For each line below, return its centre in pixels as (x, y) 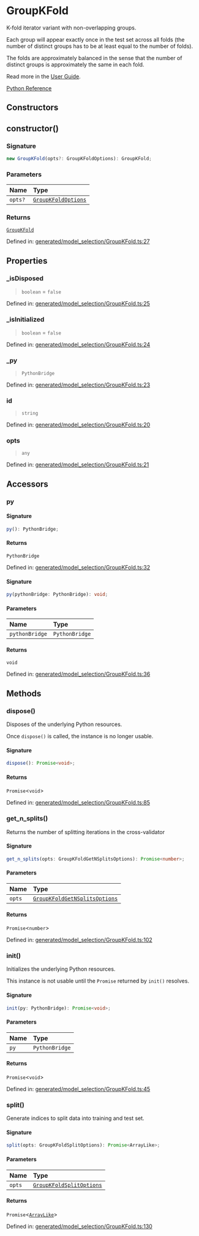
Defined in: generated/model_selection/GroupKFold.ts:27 (78, 241)
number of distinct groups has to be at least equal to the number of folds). (100, 46)
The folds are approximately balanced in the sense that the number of (94, 58)
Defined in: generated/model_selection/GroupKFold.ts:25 (78, 304)
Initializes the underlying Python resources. (61, 969)
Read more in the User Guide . (43, 76)
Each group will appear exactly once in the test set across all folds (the (96, 39)
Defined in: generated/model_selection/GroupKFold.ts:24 (78, 345)
